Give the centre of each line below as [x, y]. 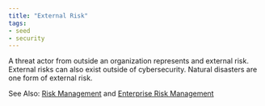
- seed [19, 31]
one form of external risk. [50, 78]
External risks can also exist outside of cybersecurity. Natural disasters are [133, 70]
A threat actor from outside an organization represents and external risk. [128, 61]
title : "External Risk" [48, 16]
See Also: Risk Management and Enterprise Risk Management [111, 94]
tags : [17, 23]
